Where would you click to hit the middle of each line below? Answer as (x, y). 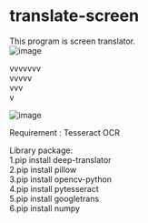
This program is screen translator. (73, 41)
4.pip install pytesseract (54, 188)
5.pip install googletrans (54, 198)
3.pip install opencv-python (60, 179)
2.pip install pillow (43, 169)
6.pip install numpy (44, 208)
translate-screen (74, 16)
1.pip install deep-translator (60, 159)
